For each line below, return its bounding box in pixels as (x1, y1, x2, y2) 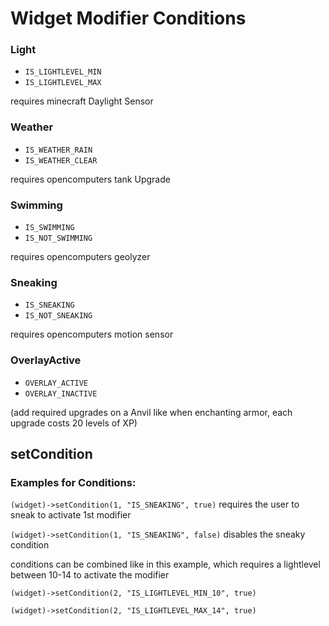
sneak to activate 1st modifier (10, 509, 132, 521)
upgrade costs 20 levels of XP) (10, 417, 138, 429)
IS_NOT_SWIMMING (24, 233, 93, 244)
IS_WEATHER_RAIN (24, 145, 93, 155)
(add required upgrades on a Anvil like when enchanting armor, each (10, 406, 293, 418)
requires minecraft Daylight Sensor (10, 95, 154, 107)
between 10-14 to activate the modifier (10, 569, 170, 581)
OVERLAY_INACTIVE (24, 388, 98, 399)
